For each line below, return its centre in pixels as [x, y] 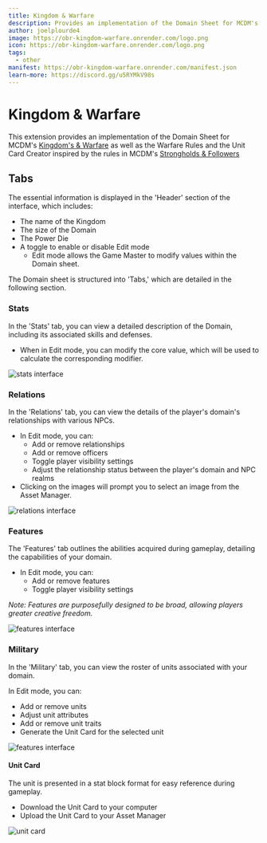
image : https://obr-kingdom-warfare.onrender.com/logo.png [108, 38]
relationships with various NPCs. [62, 420]
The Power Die [44, 238]
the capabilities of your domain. [60, 557]
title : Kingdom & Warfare [51, 16]
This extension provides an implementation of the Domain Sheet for [119, 136]
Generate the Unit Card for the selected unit [92, 731]
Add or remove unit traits [61, 723]
